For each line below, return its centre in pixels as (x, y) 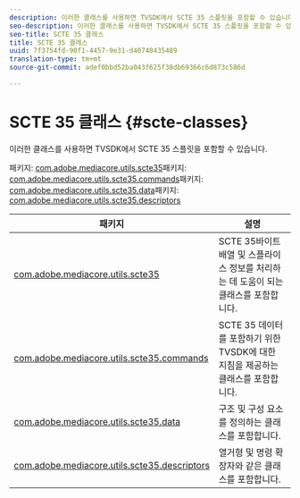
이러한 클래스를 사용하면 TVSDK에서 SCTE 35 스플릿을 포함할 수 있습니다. (138, 148)
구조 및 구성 (242, 409)
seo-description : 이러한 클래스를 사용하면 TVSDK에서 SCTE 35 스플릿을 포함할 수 (146, 26)
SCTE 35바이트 (250, 241)
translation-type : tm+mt (55, 59)
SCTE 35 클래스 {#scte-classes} (129, 122)
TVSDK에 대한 (247, 351)
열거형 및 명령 (246, 452)
